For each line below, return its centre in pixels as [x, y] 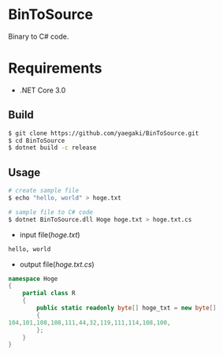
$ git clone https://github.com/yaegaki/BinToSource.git [104, 133]
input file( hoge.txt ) [50, 234]
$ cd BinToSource [37, 141]
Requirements [55, 68]
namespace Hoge [33, 279]
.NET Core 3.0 [43, 90]
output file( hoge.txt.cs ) [57, 264]
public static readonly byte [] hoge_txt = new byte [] [126, 308]
